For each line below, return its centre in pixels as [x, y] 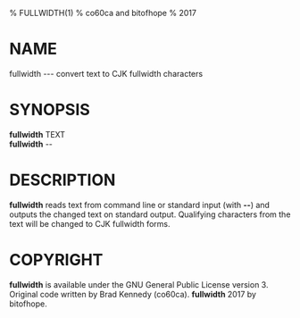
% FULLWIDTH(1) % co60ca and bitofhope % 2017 [103, 13]
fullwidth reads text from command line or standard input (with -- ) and [140, 205]
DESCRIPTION [62, 180]
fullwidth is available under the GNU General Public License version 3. [139, 284]
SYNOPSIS [50, 110]
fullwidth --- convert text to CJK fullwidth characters [106, 73]
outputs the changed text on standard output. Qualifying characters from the [150, 214]
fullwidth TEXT [37, 134]
